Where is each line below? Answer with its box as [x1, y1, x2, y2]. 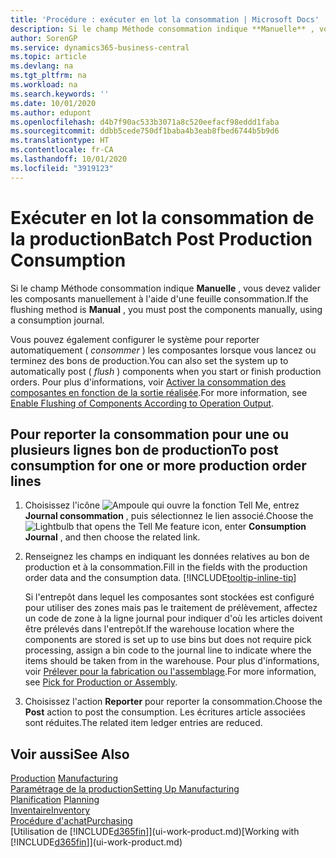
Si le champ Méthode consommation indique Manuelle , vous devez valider [10, 282, 321, 294]
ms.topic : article [10, 52, 87, 62]
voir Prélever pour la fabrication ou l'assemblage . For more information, [24, 666, 317, 678]
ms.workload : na [10, 80, 78, 90]
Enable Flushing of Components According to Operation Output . [10, 397, 275, 409]
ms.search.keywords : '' [10, 89, 110, 99]
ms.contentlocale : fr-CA [10, 145, 114, 155]
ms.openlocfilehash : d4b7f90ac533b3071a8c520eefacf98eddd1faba [10, 117, 280, 127]
